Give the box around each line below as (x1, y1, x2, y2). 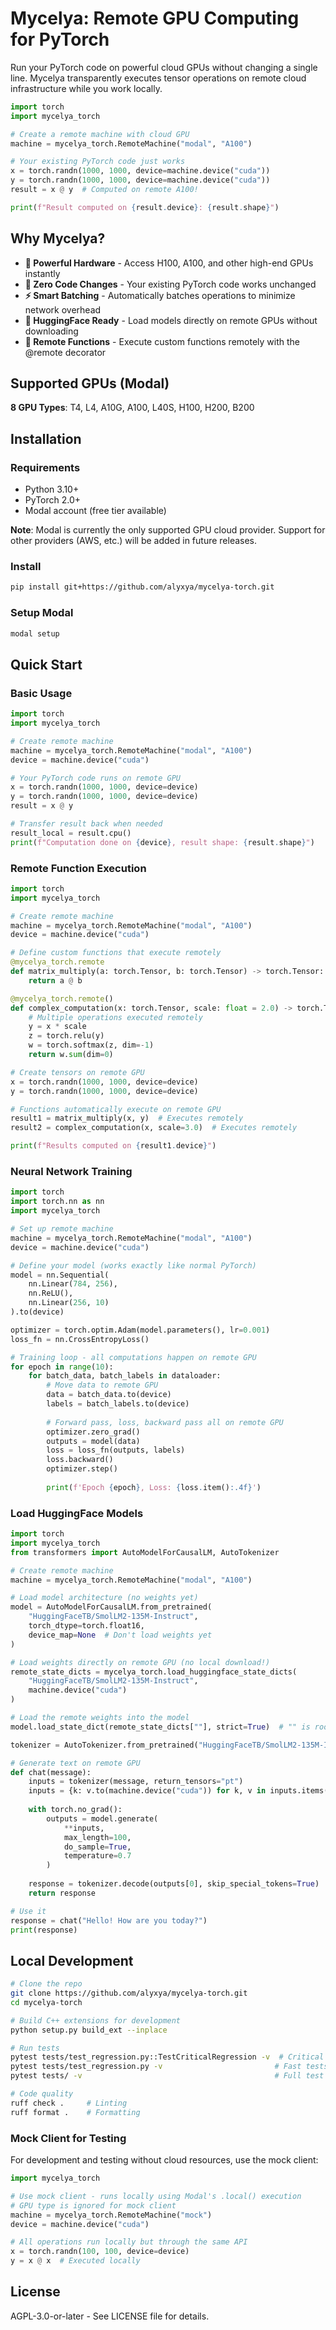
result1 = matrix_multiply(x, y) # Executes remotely (10, 1113, 244, 1124)
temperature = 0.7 (63, 1851, 132, 1861)
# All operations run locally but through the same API (10, 2237, 248, 2247)
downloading (24, 325, 79, 337)
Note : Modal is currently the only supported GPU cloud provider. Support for (10, 524, 326, 536)
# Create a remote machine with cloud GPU (10, 129, 190, 139)
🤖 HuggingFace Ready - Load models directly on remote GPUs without (24, 314, 318, 326)
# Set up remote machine (10, 1224, 114, 1234)
